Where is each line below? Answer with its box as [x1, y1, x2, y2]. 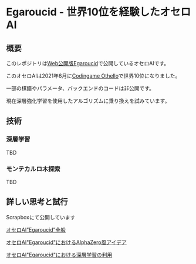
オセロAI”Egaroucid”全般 [6, 226, 66, 233]
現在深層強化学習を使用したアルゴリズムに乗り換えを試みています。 [6, 98, 170, 104]
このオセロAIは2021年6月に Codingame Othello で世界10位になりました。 [6, 72, 181, 79]
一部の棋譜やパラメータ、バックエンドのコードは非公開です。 [6, 85, 154, 92]
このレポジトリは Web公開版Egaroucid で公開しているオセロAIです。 [6, 60, 169, 66]
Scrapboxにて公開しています [6, 213, 76, 220]
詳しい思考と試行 [6, 197, 68, 207]
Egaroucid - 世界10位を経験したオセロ [6, 5, 191, 19]
